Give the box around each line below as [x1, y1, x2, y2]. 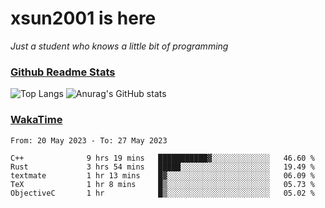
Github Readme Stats [10, 65, 116, 79]
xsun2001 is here [10, 7, 157, 30]
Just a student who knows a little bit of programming [10, 40, 229, 52]
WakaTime [10, 113, 63, 127]
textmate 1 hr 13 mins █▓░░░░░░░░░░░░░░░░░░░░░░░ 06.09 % [10, 170, 315, 181]
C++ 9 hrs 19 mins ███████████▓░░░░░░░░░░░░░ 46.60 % [10, 153, 315, 163]
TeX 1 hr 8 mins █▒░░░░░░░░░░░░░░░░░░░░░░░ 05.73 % [10, 179, 315, 189]
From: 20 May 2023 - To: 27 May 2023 [10, 135, 168, 146]
